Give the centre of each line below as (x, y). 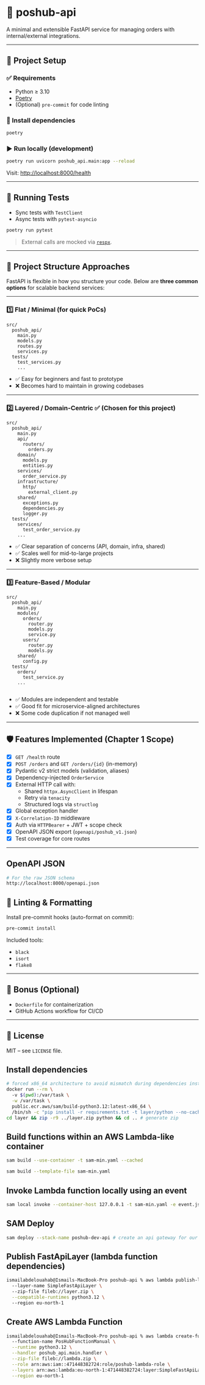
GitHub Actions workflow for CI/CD (59, 1011)
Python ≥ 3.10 (32, 92)
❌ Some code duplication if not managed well (72, 713)
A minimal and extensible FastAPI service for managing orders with (91, 29)
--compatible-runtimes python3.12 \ (58, 1297)
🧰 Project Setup (36, 61)
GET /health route (38, 757)
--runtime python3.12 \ (42, 1347)
